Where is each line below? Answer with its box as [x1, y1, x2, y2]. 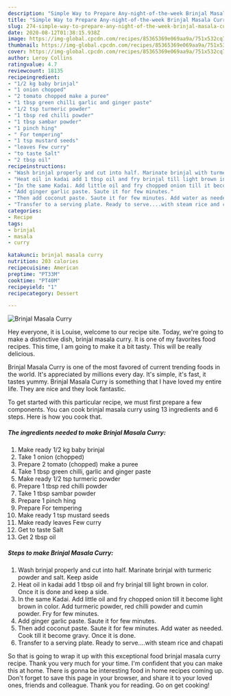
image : [8, 36, 27, 42]
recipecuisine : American [8, 264, 79, 271]
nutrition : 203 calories [8, 258, 79, 265]
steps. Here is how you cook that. [8, 412, 103, 421]
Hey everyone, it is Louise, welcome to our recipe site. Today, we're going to [8, 328, 223, 336]
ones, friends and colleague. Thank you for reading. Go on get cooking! [8, 681, 210, 689]
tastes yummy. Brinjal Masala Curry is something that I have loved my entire [8, 377, 222, 386]
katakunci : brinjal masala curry [8, 251, 104, 259]
